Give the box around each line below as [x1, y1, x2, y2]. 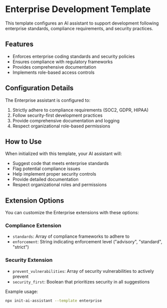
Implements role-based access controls [12, 69, 95, 75]
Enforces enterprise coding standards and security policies [12, 53, 135, 59]
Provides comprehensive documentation [12, 64, 96, 70]
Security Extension [5, 257, 53, 264]
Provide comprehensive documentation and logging [12, 117, 120, 123]
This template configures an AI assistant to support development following [5, 20, 159, 26]
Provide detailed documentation [12, 177, 79, 183]
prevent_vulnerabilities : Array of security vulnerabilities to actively [12, 268, 154, 274]
